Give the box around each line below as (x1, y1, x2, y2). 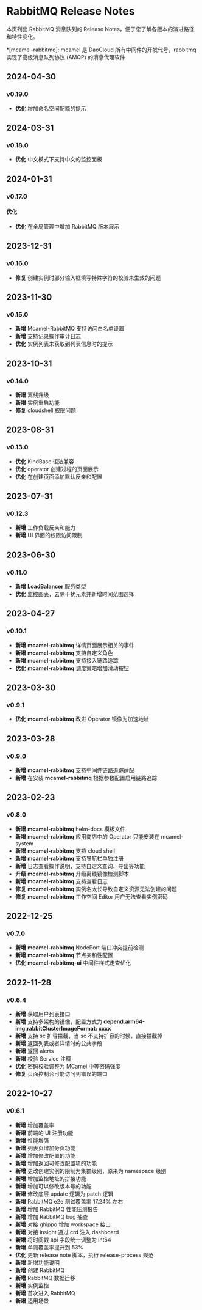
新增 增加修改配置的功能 (15, 1152, 76, 1159)
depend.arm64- (103, 1018, 145, 1025)
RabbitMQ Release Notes (6, 4, 135, 18)
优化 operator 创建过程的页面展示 (15, 465, 99, 473)
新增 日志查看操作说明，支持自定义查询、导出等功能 (15, 862, 145, 869)
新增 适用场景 (15, 1297, 49, 1304)
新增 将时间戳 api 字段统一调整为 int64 (15, 1236, 111, 1243)
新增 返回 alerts (15, 1047, 54, 1055)
